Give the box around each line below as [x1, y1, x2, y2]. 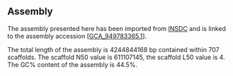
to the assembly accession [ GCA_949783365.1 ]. [7, 32, 147, 40]
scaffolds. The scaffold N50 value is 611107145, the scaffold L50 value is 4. [7, 53, 225, 61]
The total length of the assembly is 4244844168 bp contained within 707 [7, 45, 220, 53]
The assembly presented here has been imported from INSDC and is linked [7, 24, 227, 32]
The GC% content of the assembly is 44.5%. [7, 60, 138, 69]
